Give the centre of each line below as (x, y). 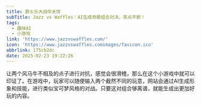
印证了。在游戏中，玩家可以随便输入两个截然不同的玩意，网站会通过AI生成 (98, 81)
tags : (13, 23)
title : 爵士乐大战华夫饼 (33, 12)
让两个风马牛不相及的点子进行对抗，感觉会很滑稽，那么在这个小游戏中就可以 (100, 73)
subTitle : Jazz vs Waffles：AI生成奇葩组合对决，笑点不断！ (76, 17)
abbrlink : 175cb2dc (31, 50)
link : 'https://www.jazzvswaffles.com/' (57, 39)
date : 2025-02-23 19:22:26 (40, 56)
